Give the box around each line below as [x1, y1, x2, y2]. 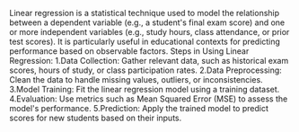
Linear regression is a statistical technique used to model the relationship [9, 8, 280, 18]
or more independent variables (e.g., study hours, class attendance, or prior [9, 27, 290, 37]
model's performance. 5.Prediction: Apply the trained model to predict [9, 103, 269, 113]
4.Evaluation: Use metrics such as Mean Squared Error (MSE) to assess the [9, 93, 288, 104]
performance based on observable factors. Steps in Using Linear [9, 46, 250, 57]
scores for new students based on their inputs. [9, 112, 182, 123]
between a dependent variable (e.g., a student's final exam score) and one [9, 17, 286, 28]
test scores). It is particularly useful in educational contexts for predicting [9, 36, 281, 47]
